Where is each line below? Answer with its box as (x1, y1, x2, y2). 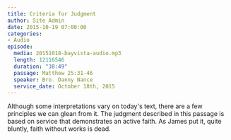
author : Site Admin (7, 17, 65, 24)
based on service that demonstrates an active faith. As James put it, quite (7, 117, 222, 126)
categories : (7, 30, 42, 37)
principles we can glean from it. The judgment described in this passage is (7, 110, 225, 118)
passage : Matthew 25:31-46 (13, 69, 93, 76)
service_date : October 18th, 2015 (13, 83, 115, 90)
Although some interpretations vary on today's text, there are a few (7, 102, 203, 110)
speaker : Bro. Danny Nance (13, 76, 93, 83)
